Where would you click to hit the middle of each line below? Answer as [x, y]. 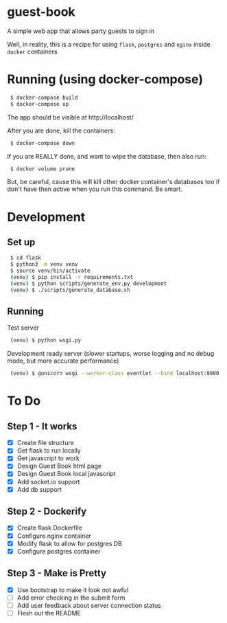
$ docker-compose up [39, 104]
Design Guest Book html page [59, 466]
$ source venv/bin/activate [50, 271]
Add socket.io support [48, 482]
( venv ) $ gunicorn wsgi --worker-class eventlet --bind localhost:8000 [115, 374]
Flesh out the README [49, 613]
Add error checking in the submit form [71, 598]
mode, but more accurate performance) [63, 361]
